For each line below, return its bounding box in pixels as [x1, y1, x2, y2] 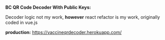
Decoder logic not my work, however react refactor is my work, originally [5, 14, 160, 20]
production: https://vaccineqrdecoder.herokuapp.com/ [5, 29, 122, 35]
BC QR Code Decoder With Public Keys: [5, 5, 91, 10]
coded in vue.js [5, 20, 38, 25]
